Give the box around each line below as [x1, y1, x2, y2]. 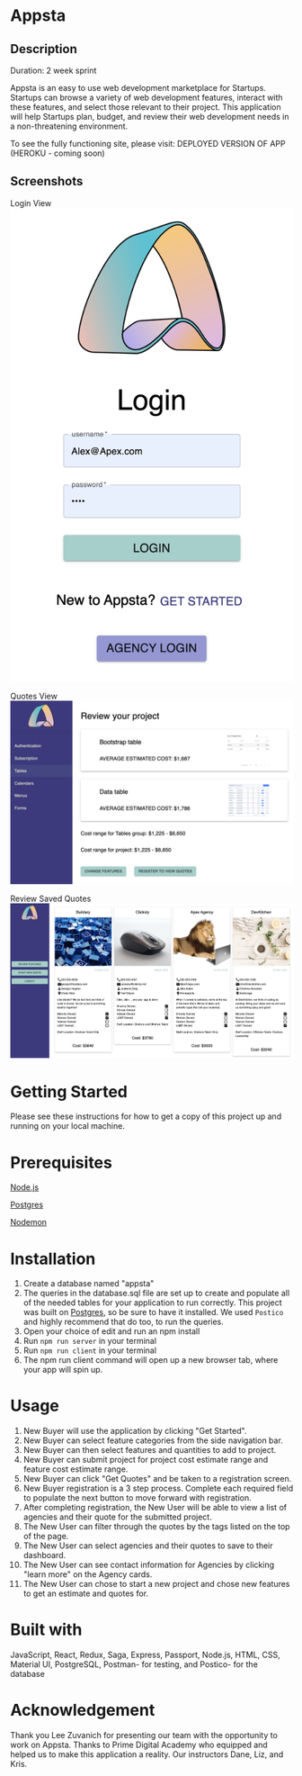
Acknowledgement [10, 1700, 155, 1720]
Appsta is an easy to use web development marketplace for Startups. [10, 83, 266, 93]
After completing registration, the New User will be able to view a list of [22, 1502, 287, 1513]
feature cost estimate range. [22, 1464, 129, 1474]
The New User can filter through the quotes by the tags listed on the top [22, 1521, 290, 1532]
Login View [10, 197, 52, 208]
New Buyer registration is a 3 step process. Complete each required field [22, 1483, 294, 1494]
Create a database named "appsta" [22, 1278, 155, 1289]
